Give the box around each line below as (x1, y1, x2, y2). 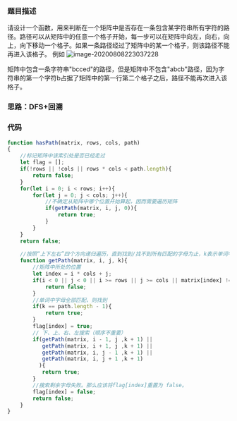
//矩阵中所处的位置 (32, 264, 81, 271)
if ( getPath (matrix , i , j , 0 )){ (44, 205, 138, 212)
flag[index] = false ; (32, 388, 97, 396)
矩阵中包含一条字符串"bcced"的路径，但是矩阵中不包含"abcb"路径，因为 (7, 65, 219, 73)
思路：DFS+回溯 (7, 102, 63, 112)
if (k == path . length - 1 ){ (32, 303, 112, 310)
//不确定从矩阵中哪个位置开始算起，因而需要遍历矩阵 (44, 198, 178, 205)
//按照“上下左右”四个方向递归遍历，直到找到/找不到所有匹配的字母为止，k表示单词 (20, 250, 228, 258)
